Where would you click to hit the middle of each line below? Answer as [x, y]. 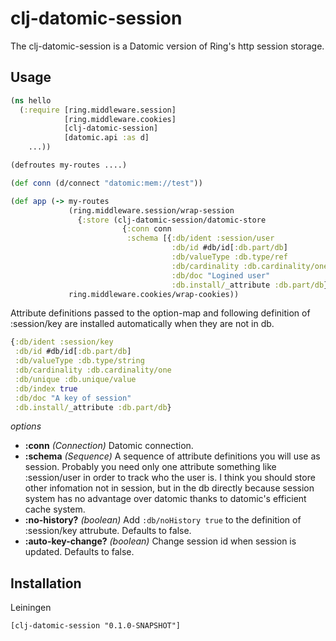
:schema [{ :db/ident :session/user [200, 238]
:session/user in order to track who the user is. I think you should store [170, 478]
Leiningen [31, 608]
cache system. [55, 509]
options [26, 426]
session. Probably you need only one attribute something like [150, 467]
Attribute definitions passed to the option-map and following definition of [160, 313]
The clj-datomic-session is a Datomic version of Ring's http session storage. [167, 46]
